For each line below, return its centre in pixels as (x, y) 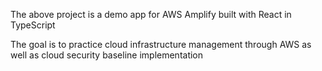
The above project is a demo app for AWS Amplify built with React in (151, 14)
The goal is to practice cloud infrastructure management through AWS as (161, 44)
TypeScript (33, 25)
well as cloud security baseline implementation (107, 55)
